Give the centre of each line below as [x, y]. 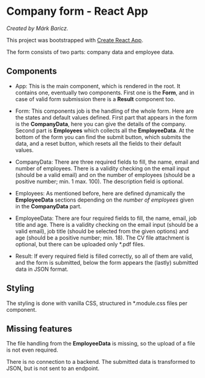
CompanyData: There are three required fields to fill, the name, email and [107, 162]
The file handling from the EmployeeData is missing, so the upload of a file [101, 344]
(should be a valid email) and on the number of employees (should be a [105, 175]
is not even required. [32, 350]
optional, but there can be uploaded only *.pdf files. [80, 244]
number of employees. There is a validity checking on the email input [102, 168]
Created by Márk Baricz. [37, 28]
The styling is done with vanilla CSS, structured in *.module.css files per [97, 303]
